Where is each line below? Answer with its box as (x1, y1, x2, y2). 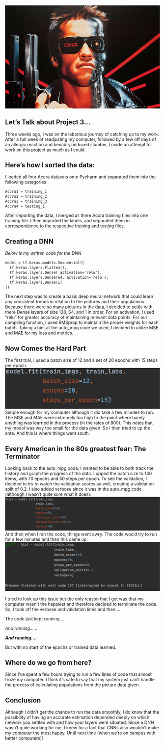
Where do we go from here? (5, 658, 92, 666)
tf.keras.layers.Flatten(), (9, 266, 67, 270)
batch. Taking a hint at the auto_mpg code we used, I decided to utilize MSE (5, 325, 159, 331)
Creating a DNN (5, 237, 54, 245)
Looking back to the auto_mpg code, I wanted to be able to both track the (5, 465, 154, 471)
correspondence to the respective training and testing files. (5, 223, 125, 229)
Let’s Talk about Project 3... (5, 118, 91, 127)
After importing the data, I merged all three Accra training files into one (5, 213, 148, 218)
